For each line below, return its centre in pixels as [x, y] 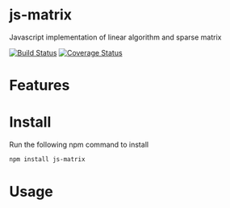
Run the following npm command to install [79, 145]
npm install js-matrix [47, 160]
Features [40, 85]
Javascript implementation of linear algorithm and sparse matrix [115, 37]
